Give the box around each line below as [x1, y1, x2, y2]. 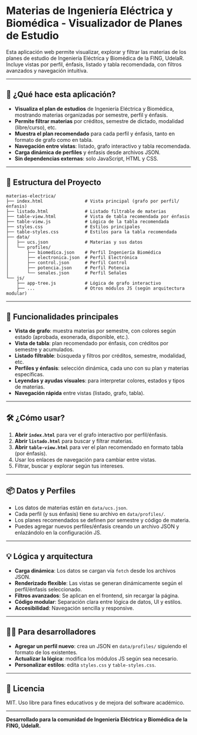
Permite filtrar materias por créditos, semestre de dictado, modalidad [14, 117, 184, 124]
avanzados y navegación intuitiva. [6, 67, 88, 74]
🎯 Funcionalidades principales [6, 312, 119, 322]
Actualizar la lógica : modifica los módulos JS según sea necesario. [14, 655, 178, 662]
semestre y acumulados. [14, 346, 74, 353]
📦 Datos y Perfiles [6, 485, 76, 496]
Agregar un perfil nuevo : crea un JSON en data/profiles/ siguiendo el [14, 642, 188, 649]
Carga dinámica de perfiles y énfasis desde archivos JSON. [14, 148, 161, 156]
